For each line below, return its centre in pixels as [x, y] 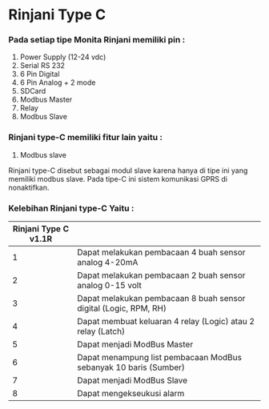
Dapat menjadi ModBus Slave [132, 380]
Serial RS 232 [42, 66]
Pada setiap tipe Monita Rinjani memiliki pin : [97, 40]
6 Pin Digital [40, 74]
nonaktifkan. [29, 187]
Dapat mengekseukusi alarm [131, 394]
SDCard [33, 91]
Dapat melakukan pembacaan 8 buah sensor [161, 299]
